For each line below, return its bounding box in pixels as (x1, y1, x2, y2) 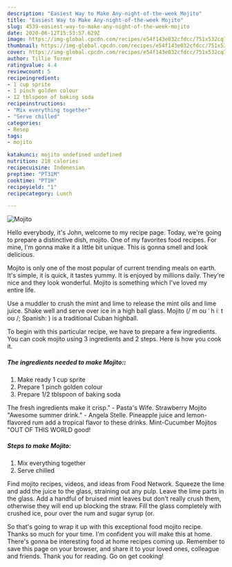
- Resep (7, 126, 30, 133)
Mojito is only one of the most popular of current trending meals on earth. (7, 264, 216, 272)
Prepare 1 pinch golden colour (17, 383, 103, 391)
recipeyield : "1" (7, 183, 57, 190)
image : (7, 36, 26, 43)
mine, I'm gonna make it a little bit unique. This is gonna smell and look (7, 243, 209, 251)
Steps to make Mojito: (7, 441, 71, 450)
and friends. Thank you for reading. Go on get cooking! (7, 552, 164, 561)
